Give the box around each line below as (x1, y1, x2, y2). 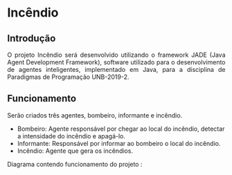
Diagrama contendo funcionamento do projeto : (7, 160, 143, 168)
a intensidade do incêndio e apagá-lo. (17, 131, 126, 140)
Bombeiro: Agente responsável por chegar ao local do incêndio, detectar (17, 125, 225, 133)
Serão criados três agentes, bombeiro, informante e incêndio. (7, 111, 183, 119)
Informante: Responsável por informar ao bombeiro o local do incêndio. (17, 139, 221, 147)
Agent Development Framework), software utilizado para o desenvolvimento (7, 58, 226, 66)
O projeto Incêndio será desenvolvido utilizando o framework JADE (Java (7, 50, 226, 59)
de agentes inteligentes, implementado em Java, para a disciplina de (7, 66, 226, 73)
